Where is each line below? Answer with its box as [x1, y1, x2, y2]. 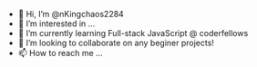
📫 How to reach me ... [17, 48, 103, 58]
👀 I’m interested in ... [17, 18, 96, 29]
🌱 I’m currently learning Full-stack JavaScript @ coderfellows [17, 28, 249, 38]
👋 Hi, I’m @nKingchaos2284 [17, 9, 125, 19]
